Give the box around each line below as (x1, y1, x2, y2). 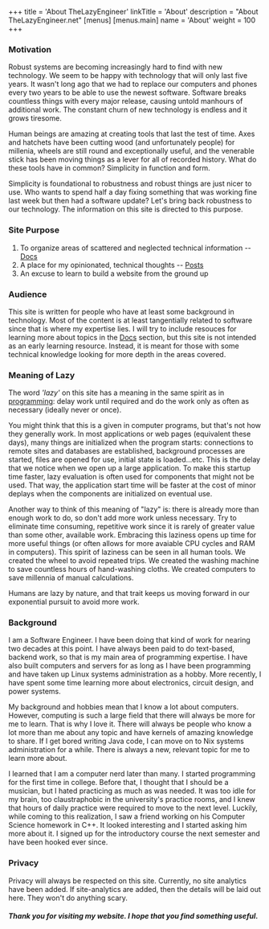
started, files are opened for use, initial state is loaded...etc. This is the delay (8, 454, 261, 465)
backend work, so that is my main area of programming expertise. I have (8, 652, 248, 662)
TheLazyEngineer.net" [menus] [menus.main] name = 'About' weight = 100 (8, 15, 256, 25)
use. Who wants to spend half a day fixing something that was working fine (8, 187, 258, 197)
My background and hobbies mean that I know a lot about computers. (8, 702, 239, 712)
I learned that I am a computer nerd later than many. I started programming (8, 769, 255, 779)
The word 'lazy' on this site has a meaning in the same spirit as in (8, 388, 225, 397)
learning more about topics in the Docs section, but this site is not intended (8, 332, 257, 342)
